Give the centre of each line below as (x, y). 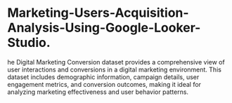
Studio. (29, 43)
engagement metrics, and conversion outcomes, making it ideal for (104, 84)
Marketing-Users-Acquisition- (98, 13)
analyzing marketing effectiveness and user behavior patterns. (98, 92)
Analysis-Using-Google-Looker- (104, 28)
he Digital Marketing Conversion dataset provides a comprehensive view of (116, 62)
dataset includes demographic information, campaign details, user (103, 77)
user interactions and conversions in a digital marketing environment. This (114, 69)
